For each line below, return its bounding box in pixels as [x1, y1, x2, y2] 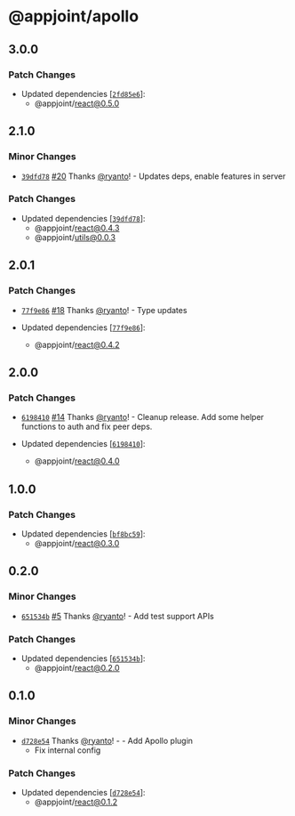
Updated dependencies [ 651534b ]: [20, 652, 146, 664]
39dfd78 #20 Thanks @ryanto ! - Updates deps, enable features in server [20, 171, 286, 182]
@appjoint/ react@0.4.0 [34, 456, 121, 466]
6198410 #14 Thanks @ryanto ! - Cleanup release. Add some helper [20, 412, 264, 423]
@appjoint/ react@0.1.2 [34, 796, 118, 807]
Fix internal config [34, 745, 101, 755]
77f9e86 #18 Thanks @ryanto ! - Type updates [20, 304, 187, 315]
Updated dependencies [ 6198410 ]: [20, 439, 146, 449]
